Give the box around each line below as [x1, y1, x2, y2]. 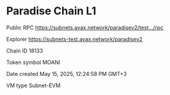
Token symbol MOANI [6, 59, 60, 66]
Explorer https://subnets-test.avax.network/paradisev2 [6, 35, 143, 42]
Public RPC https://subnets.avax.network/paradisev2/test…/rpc [6, 24, 164, 31]
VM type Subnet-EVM [6, 82, 61, 89]
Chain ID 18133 [6, 47, 43, 54]
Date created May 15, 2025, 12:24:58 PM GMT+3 [6, 70, 127, 77]
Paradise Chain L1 [6, 4, 96, 18]
